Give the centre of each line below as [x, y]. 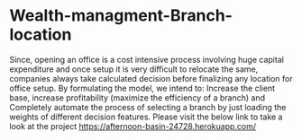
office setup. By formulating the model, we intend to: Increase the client [142, 88]
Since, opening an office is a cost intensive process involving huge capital [146, 59]
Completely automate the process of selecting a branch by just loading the [148, 107]
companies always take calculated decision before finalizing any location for [151, 78]
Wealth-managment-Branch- [121, 16]
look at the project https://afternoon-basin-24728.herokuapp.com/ [133, 126]
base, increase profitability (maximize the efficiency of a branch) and [137, 97]
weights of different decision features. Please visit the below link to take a [146, 117]
